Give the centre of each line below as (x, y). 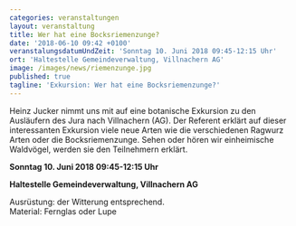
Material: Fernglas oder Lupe (63, 211)
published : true (40, 77)
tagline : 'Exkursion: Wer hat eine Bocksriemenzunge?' (115, 85)
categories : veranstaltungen (64, 18)
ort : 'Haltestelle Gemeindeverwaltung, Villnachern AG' (117, 60)
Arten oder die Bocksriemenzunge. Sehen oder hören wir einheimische (142, 139)
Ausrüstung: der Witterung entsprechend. (87, 202)
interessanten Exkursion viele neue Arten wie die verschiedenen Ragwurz (147, 130)
